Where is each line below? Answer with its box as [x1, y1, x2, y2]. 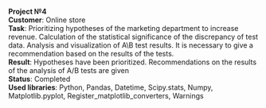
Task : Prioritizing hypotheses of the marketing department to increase [8, 24, 239, 33]
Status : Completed [8, 75, 71, 83]
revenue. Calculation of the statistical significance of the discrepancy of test [8, 32, 259, 41]
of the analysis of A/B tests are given [8, 66, 130, 75]
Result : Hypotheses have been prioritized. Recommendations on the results [8, 57, 257, 67]
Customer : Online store [8, 15, 86, 25]
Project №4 [8, 7, 47, 16]
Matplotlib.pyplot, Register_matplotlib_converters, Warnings [8, 91, 205, 100]
